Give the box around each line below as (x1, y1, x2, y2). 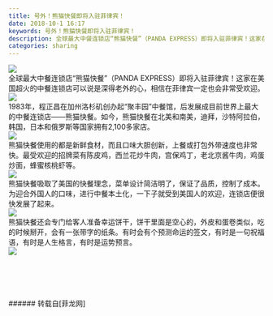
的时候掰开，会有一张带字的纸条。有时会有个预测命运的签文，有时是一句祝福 (8, 228, 265, 237)
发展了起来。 (15, 199, 58, 209)
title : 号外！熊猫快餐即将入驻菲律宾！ (8, 11, 125, 20)
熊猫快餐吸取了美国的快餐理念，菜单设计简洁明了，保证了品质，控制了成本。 (8, 179, 265, 189)
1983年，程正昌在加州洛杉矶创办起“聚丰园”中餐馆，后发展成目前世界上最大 (8, 102, 259, 112)
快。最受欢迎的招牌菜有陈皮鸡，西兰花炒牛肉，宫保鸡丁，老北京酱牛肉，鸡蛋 (8, 151, 265, 160)
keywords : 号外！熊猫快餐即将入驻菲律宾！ (8, 27, 136, 35)
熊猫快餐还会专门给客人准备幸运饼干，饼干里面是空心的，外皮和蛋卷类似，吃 (8, 217, 265, 227)
